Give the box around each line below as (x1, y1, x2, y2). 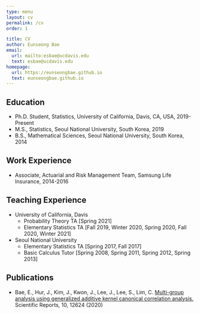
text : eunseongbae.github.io (11, 75, 84, 81)
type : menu (6, 8, 33, 15)
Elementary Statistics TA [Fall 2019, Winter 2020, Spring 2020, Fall (23, 223, 187, 230)
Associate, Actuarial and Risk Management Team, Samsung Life (14, 171, 171, 178)
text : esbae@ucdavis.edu (11, 58, 73, 64)
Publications (6, 273, 54, 283)
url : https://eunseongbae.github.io (11, 69, 102, 75)
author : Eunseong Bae (6, 42, 60, 48)
